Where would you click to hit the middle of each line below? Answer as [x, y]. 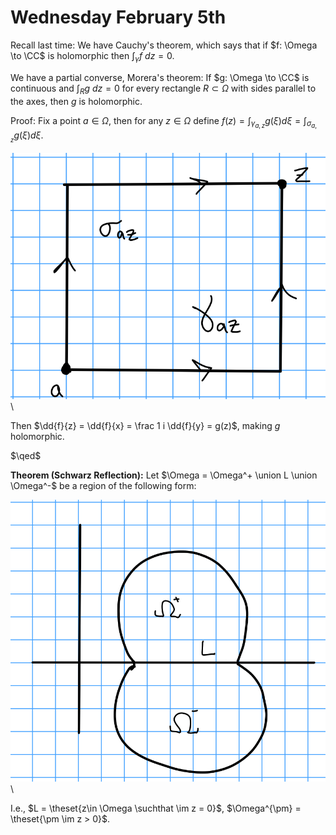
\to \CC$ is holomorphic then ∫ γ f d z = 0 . [92, 56]
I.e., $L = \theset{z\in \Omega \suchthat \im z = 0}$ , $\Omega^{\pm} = [156, 808]
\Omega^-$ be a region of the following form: [103, 486]
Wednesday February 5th [118, 17]
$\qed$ [26, 456]
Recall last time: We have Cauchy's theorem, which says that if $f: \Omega [164, 45]
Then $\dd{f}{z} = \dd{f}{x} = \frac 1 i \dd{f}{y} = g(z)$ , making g [145, 426]
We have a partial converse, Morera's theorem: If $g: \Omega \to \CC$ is [160, 77]
